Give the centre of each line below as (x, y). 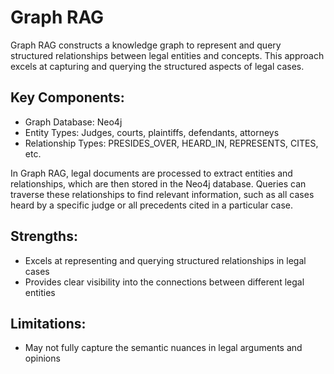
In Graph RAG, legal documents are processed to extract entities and (151, 173)
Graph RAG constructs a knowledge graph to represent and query (146, 45)
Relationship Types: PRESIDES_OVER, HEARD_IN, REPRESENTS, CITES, (171, 143)
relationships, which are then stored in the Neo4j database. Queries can (158, 183)
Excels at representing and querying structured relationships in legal (165, 260)
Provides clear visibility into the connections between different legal (164, 282)
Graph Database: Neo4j (73, 122)
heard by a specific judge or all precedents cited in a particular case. (151, 205)
